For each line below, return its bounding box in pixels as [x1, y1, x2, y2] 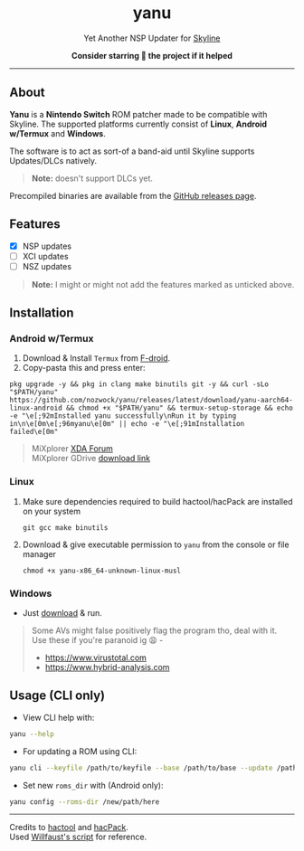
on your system [22, 506, 81, 516]
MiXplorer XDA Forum [31, 443, 113, 454]
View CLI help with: [22, 712, 95, 723]
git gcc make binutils [22, 523, 109, 532]
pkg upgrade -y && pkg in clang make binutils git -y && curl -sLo [9, 380, 270, 389]
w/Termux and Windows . [9, 128, 106, 138]
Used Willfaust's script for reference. [9, 831, 147, 843]
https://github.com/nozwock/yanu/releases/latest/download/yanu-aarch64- [9, 396, 294, 405]
